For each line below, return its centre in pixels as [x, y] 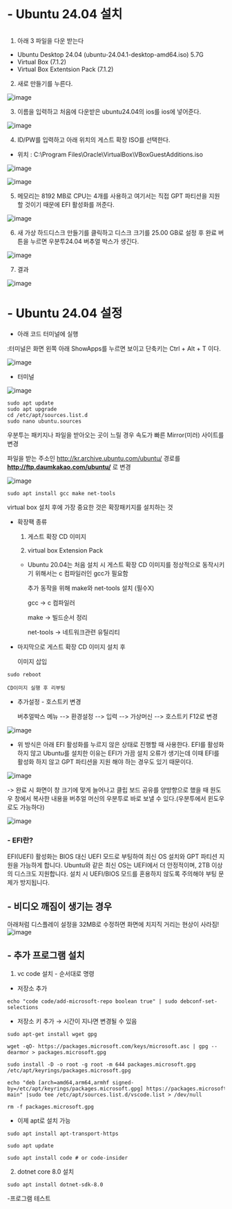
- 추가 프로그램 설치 [46, 956]
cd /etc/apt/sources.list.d [48, 415]
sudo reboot [24, 674]
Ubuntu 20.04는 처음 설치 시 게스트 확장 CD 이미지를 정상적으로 [114, 564]
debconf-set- [199, 1001]
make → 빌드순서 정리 [57, 617]
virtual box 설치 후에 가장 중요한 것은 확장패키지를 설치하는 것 [90, 507]
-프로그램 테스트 [29, 1198]
